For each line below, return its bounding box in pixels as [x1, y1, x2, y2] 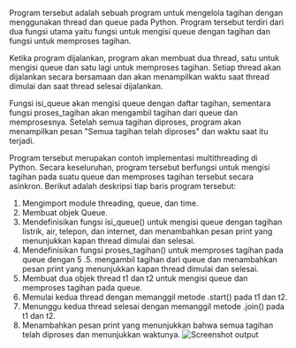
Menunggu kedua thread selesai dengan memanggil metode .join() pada [21, 301, 285, 312]
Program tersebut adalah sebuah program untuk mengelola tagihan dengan [9, 8, 284, 18]
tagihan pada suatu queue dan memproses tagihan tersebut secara [9, 171, 254, 182]
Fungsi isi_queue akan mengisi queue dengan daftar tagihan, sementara [9, 98, 271, 109]
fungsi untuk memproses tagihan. [9, 35, 132, 46]
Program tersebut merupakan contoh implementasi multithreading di [9, 153, 258, 163]
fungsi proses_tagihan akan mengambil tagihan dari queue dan [9, 108, 239, 117]
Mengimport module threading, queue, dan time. [21, 198, 199, 208]
